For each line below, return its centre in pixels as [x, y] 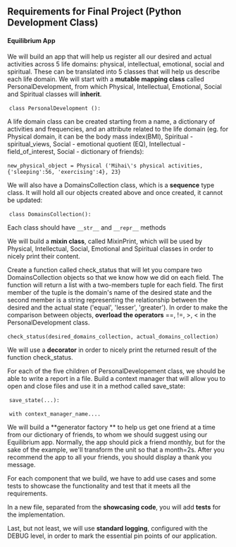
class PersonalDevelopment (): [55, 108]
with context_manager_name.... [55, 414]
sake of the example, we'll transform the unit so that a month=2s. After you [116, 449]
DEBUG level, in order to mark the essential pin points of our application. [112, 536]
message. [21, 464]
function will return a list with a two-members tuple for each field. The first [115, 285]
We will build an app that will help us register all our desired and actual [110, 57]
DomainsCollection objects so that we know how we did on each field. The [116, 277]
